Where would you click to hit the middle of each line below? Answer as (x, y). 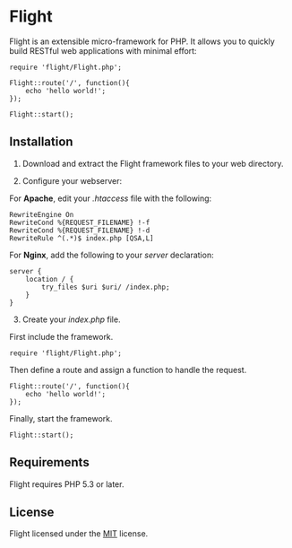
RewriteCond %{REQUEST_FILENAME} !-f (80, 222)
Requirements (49, 462)
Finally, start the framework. (61, 418)
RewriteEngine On (42, 214)
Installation (41, 142)
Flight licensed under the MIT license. (79, 534)
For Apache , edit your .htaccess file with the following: (111, 198)
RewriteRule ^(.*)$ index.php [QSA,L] (82, 238)
